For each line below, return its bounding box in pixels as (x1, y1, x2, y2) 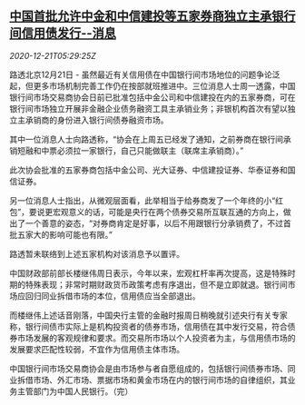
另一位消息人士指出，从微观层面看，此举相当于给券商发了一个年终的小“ (9, 194, 276, 206)
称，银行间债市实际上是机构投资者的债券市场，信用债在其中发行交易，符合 (9, 321, 288, 331)
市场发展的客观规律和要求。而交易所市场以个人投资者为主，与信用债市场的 (16, 332, 296, 343)
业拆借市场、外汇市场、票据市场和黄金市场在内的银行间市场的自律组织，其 (9, 374, 288, 385)
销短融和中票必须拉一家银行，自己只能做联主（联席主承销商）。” (9, 144, 244, 156)
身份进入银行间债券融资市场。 (56, 114, 169, 125)
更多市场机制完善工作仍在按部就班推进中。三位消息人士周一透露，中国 (33, 80, 296, 91)
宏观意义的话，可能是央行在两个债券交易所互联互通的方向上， (53, 206, 284, 217)
